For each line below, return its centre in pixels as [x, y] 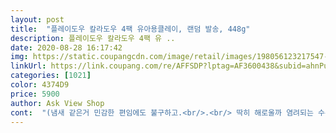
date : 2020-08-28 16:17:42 [66, 47]
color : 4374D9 [40, 85]
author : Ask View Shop [57, 103]
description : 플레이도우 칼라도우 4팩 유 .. [93, 38]
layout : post [37, 19]
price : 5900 [35, 94]
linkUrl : [28, 66]
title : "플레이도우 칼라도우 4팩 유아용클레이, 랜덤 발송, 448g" [130, 29]
